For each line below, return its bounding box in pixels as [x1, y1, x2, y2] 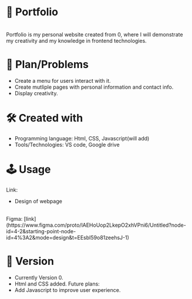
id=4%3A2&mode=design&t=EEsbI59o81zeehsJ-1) [6, 234, 129, 241]
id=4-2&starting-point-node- [6, 227, 76, 234]
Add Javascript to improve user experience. [14, 286, 121, 293]
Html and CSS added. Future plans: [14, 280, 100, 287]
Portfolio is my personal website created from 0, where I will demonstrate [6, 31, 183, 38]
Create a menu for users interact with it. [14, 77, 111, 84]
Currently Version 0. [14, 274, 63, 281]
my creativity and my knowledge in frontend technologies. [6, 37, 147, 44]
